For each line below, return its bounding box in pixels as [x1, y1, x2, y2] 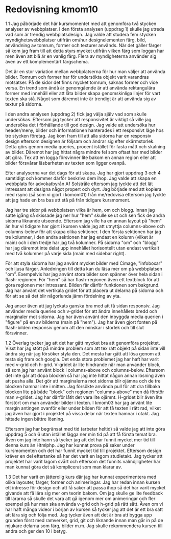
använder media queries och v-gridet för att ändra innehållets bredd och [5, 308, 157, 314]
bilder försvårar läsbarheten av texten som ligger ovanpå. [5, 160, 126, 166]
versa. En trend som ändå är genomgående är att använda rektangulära [5, 84, 156, 91]
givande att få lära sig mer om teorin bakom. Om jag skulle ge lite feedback [5, 490, 163, 496]
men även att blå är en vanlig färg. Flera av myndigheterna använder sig [5, 53, 157, 59]
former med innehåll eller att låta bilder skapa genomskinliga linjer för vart [5, 90, 161, 96]
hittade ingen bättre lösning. [5, 416, 65, 422]
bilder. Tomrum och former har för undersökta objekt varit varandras [5, 74, 149, 80]
